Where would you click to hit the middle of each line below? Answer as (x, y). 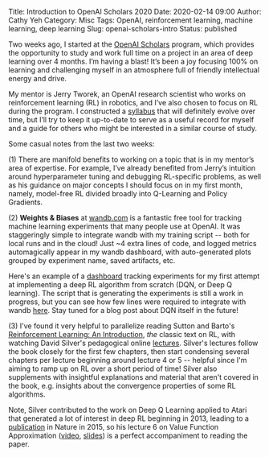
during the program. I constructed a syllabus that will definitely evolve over (132, 111)
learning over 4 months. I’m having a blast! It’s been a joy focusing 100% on (133, 61)
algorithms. (27, 394)
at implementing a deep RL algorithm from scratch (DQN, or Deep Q (120, 284)
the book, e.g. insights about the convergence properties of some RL (122, 386)
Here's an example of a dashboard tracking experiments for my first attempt (134, 276)
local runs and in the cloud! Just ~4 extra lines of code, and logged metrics (132, 243)
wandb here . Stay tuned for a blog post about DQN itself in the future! (124, 310)
